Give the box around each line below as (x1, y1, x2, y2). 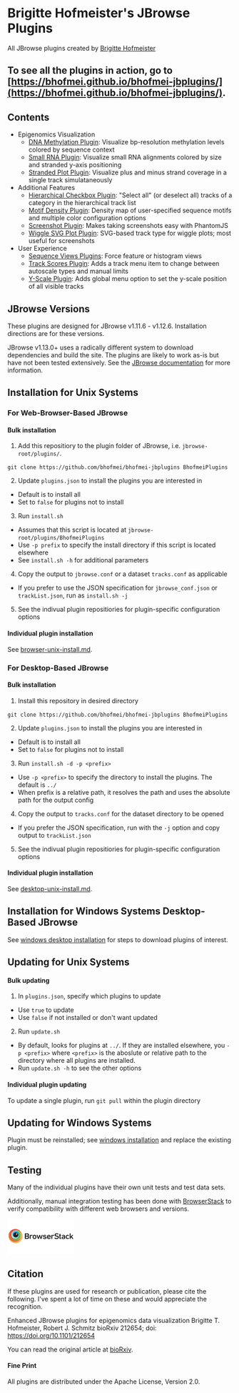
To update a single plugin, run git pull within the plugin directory (7, 1096, 201, 1105)
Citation (7, 1268, 44, 1280)
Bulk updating (7, 976, 50, 984)
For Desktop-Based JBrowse (7, 663, 109, 673)
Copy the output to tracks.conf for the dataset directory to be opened (17, 809, 224, 818)
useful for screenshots (28, 237, 95, 245)
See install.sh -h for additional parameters (17, 556, 149, 565)
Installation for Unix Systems (7, 387, 139, 399)
